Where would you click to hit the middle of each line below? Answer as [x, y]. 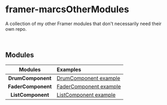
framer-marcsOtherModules [67, 9]
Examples [69, 69]
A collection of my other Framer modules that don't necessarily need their [83, 24]
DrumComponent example [89, 78]
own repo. [16, 29]
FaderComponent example [89, 87]
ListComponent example [86, 95]
